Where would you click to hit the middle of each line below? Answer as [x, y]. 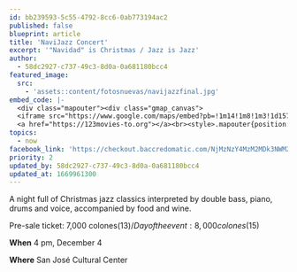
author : [23, 58]
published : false [41, 26]
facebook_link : [37, 149]
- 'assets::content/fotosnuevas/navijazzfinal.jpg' [122, 91]
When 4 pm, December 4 [56, 243]
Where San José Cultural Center [69, 260]
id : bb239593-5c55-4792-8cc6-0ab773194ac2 [88, 17]
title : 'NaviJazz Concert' [59, 42]
